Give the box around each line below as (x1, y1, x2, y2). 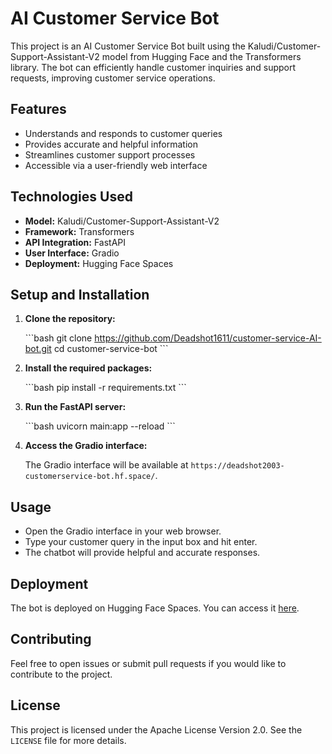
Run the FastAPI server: (24, 401, 127, 413)
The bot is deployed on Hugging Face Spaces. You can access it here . (10, 602, 300, 614)
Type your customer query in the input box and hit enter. (24, 536, 258, 548)
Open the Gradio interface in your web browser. (24, 525, 222, 537)
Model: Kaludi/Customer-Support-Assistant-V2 (24, 215, 220, 227)
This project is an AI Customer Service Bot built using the (10, 40, 246, 52)
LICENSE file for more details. (10, 734, 127, 746)
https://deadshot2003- (190, 461, 285, 471)
